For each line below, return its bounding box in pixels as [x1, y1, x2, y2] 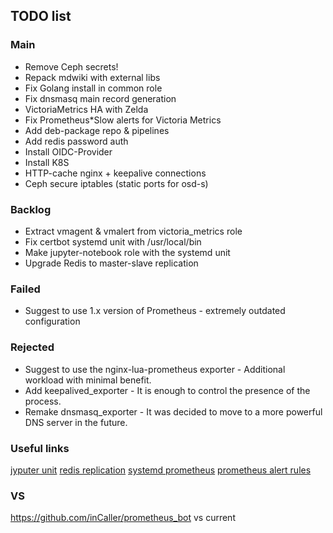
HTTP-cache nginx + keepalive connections [24, 167, 207, 179]
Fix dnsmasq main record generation [24, 92, 177, 104]
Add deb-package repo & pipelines [24, 124, 170, 136]
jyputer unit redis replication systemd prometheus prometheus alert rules [10, 464, 312, 476]
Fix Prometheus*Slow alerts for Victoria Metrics [24, 114, 222, 126]
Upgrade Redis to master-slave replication [24, 257, 199, 269]
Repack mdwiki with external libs [24, 71, 161, 83]
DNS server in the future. [24, 416, 128, 428]
